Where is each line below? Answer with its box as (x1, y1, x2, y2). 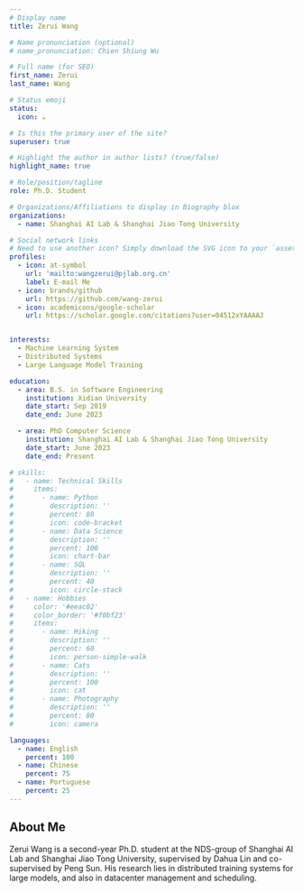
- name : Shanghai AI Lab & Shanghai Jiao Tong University (17, 219, 241, 228)
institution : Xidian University (25, 393, 147, 402)
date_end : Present (25, 452, 95, 461)
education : (9, 376, 50, 386)
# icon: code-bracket (9, 518, 124, 528)
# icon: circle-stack (9, 585, 124, 594)
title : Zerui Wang (9, 22, 78, 31)
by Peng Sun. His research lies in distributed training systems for (52, 862, 294, 873)
